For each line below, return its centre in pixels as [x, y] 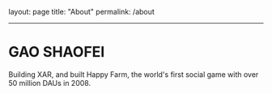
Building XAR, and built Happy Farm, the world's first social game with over [134, 74]
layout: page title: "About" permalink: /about [82, 12]
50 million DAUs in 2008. [50, 83]
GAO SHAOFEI [57, 52]
